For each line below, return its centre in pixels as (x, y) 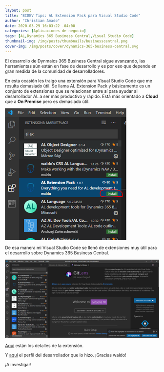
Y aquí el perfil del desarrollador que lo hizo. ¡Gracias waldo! (66, 355)
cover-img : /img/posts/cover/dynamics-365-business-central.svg (72, 46)
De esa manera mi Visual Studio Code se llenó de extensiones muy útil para (81, 248)
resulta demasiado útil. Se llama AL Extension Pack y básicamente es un (78, 86)
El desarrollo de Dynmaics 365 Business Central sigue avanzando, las (75, 61)
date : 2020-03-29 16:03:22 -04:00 (40, 26)
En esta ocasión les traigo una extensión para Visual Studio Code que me (79, 81)
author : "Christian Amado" (32, 21)
